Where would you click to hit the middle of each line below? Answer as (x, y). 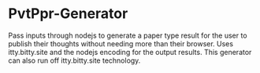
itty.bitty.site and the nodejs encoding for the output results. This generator (130, 52)
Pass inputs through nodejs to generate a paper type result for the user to (128, 35)
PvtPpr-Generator (68, 14)
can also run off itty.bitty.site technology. (74, 60)
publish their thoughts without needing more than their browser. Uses (121, 43)
